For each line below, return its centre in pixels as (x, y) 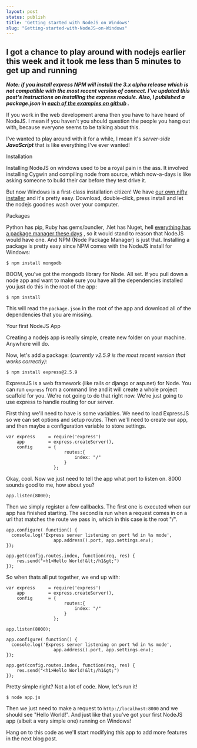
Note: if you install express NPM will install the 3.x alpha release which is (97, 85)
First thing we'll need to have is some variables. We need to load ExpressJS (98, 414)
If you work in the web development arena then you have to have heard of (96, 115)
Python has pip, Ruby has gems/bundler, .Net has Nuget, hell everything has (98, 227)
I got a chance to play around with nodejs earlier (96, 52)
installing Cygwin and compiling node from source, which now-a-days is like (98, 174)
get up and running (42, 70)
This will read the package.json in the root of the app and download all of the (98, 309)
